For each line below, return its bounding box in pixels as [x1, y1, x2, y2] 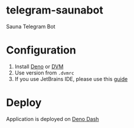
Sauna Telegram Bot [6, 23, 55, 30]
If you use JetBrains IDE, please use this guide [14, 75, 128, 82]
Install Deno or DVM [14, 63, 64, 70]
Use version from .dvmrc [14, 69, 74, 76]
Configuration [6, 43, 77, 57]
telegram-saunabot [6, 4, 103, 17]
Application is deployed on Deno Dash [6, 115, 99, 122]
